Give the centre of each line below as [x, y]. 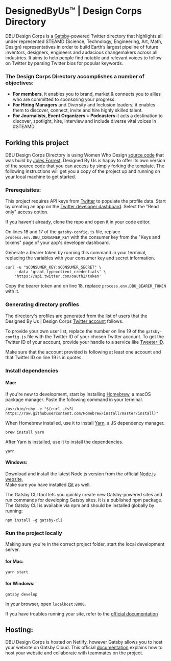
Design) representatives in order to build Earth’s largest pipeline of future [82, 47]
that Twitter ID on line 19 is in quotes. [44, 357]
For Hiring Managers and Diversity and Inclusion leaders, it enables [84, 105]
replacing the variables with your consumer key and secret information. [80, 258]
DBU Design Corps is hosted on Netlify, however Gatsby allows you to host [84, 642]
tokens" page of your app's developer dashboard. [58, 243]
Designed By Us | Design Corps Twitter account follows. [64, 321]
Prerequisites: [23, 190]
